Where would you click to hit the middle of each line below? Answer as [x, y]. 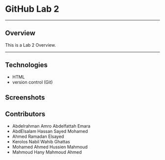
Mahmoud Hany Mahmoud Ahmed [47, 152]
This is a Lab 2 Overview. [30, 45]
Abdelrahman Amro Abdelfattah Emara [51, 126]
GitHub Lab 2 [32, 9]
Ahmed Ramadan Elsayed [38, 136]
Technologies [27, 65]
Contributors [25, 114]
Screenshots [25, 97]
